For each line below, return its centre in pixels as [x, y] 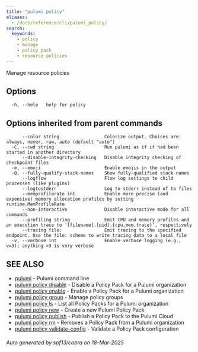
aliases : [17, 17]
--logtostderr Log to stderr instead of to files [107, 189]
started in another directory [44, 153]
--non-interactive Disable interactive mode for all [106, 210]
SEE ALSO [25, 264]
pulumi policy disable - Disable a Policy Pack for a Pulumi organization [100, 285]
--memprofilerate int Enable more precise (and [95, 194]
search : [16, 28]
